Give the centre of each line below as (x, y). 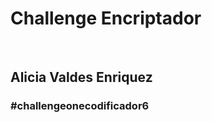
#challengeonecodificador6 (80, 106)
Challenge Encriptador (106, 18)
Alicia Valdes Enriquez (81, 77)
